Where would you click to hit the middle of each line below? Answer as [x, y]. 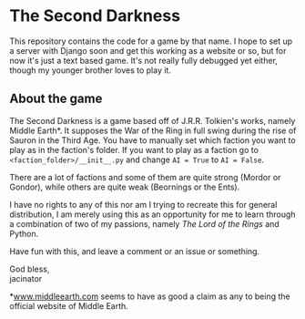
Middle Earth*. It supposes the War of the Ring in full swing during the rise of [153, 130]
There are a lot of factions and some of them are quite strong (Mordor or [145, 177]
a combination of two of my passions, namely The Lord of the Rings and [144, 223]
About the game [56, 99]
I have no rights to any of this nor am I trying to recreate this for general [143, 204]
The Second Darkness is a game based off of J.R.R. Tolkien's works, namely [152, 120]
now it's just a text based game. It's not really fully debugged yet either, [143, 60]
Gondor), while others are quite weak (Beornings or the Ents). [125, 187]
